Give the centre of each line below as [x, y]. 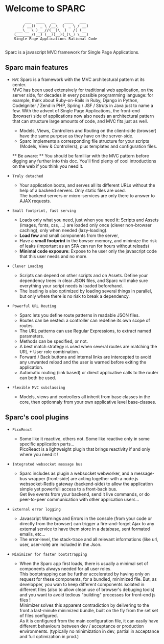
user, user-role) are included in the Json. [60, 544]
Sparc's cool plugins [37, 417]
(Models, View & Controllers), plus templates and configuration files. [88, 146]
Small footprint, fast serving [44, 211]
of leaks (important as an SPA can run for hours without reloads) [84, 246]
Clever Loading [28, 266]
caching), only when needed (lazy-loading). [63, 230]
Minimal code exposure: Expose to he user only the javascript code [88, 251]
